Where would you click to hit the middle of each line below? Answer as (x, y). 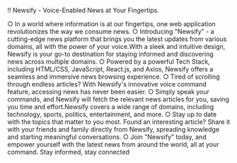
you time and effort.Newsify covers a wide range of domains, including (111, 107)
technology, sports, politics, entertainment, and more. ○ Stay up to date (112, 114)
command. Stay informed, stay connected (68, 152)
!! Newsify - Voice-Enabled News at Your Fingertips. (83, 10)
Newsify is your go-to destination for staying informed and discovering (110, 54)
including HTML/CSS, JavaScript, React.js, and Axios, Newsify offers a (110, 69)
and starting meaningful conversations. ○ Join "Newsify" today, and (107, 137)
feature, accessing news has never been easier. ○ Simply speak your (109, 92)
